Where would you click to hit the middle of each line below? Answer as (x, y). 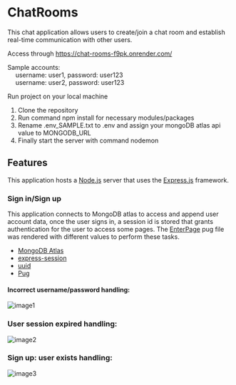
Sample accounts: (34, 67)
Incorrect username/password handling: (69, 289)
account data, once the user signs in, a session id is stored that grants (111, 222)
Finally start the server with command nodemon (88, 140)
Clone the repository (48, 110)
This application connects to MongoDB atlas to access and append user (113, 214)
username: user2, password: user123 (70, 82)
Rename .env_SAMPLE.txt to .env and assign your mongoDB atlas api (119, 125)
